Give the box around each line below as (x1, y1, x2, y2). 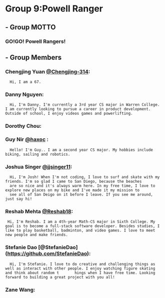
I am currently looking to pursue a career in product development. (5, 107, 151, 112)
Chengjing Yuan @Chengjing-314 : (5, 68, 90, 75)
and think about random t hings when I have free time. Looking (5, 270, 155, 275)
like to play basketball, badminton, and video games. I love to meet (5, 228, 155, 233)
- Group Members (5, 53, 62, 61)
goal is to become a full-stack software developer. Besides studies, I (5, 224, 160, 229)
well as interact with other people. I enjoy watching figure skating (5, 266, 155, 271)
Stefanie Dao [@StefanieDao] (5, 244, 78, 251)
